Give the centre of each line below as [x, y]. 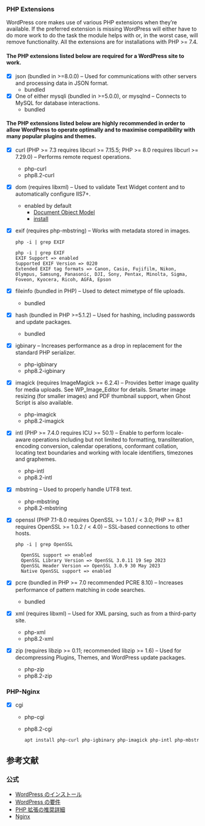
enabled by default [48, 205]
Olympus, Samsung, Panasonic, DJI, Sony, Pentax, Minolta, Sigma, [101, 275]
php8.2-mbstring [45, 508]
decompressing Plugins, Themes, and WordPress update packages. [100, 657]
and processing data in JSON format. [62, 83]
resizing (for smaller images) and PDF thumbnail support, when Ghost [103, 396]
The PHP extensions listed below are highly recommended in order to [96, 124]
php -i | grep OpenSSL [44, 545]
